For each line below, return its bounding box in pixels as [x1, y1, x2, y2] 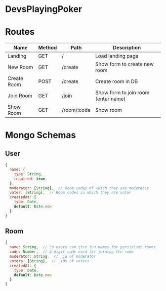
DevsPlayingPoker [5, 3, 83, 15]
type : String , [14, 171, 43, 177]
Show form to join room [95, 89, 150, 96]
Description [113, 44, 141, 51]
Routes [5, 26, 35, 38]
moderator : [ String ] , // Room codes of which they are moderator [9, 185, 149, 191]
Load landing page [95, 53, 139, 60]
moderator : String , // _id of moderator [9, 254, 96, 259]
